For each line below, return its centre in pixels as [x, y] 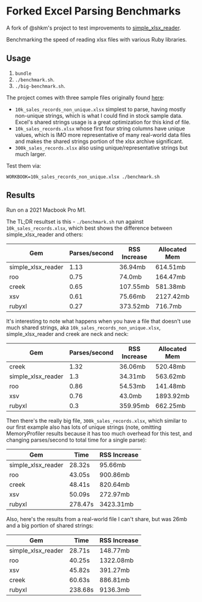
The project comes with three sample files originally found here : [85, 97]
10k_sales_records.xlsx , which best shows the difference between [89, 228]
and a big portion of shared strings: [50, 525]
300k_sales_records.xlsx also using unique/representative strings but [101, 147]
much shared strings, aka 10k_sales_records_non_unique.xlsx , [84, 328]
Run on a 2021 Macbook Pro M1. [46, 210]
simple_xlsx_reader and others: [45, 234]
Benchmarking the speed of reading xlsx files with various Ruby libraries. [97, 39]
